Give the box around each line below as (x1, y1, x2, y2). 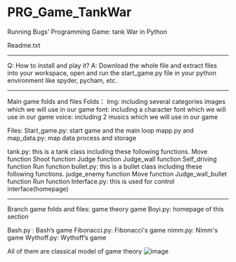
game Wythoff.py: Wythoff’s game (7, 233, 107, 242)
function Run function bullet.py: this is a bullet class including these (7, 162, 202, 171)
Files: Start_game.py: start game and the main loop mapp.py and (7, 126, 195, 134)
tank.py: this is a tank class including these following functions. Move (7, 147, 208, 155)
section (7, 212, 29, 221)
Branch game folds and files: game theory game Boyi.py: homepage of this (7, 204, 224, 213)
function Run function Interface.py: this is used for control (7, 177, 175, 185)
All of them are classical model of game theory (7, 247, 143, 255)
